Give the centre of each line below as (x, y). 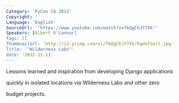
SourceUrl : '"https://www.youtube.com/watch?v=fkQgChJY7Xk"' (82, 28)
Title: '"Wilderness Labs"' (40, 49)
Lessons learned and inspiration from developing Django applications (90, 71)
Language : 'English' (31, 22)
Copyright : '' (23, 17)
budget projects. (26, 94)
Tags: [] (17, 38)
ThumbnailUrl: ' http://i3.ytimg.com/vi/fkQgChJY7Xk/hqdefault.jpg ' (90, 44)
